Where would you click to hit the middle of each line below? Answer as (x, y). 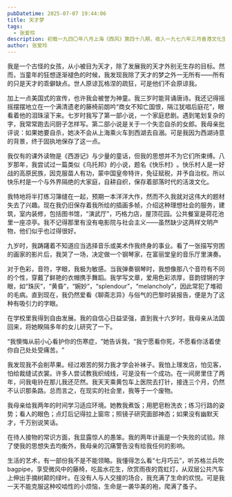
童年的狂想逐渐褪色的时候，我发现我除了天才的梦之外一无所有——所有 (125, 75)
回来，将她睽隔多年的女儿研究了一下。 (61, 327)
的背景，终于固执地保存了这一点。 (56, 141)
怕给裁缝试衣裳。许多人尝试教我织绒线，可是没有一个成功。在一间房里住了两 (116, 373)
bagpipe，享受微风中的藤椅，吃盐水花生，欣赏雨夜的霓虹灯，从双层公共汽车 (116, 469)
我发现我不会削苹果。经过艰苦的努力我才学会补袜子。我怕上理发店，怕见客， (116, 364)
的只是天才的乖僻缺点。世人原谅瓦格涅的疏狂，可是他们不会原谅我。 (104, 83)
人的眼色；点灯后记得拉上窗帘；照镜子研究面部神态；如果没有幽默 (119, 414)
